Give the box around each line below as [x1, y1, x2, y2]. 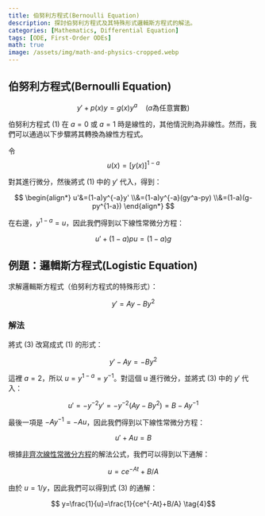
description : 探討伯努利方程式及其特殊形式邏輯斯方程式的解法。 [8, 19, 197, 27]
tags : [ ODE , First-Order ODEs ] [8, 33, 112, 42]
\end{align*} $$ [123, 202, 175, 211]
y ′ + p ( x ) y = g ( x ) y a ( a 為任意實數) [76, 101, 190, 112]
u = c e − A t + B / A [107, 465, 159, 476]
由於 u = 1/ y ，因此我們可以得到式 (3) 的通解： [8, 483, 158, 492]
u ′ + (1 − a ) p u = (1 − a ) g [94, 233, 172, 243]
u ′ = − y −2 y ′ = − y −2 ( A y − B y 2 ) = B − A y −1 [67, 399, 199, 410]
